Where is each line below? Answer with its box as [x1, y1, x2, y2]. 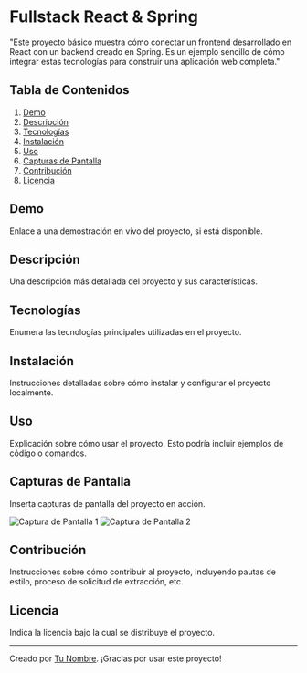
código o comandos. [9, 447, 87, 458]
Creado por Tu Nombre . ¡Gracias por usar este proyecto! [9, 653, 222, 664]
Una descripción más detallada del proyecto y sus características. [9, 276, 259, 287]
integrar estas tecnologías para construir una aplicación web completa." [9, 56, 281, 67]
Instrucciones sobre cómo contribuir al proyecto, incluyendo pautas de [9, 566, 277, 577]
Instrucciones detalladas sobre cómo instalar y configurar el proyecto [9, 377, 271, 388]
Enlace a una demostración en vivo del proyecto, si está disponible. [9, 226, 263, 237]
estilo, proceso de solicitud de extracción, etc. [9, 576, 184, 587]
